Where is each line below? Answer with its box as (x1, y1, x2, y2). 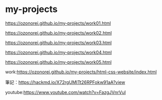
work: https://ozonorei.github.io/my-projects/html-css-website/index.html (5, 69, 157, 75)
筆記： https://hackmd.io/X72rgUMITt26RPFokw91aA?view (5, 79, 125, 85)
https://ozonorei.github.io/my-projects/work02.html (5, 30, 112, 36)
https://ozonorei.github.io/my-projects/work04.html (5, 49, 112, 55)
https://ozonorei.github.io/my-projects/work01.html (5, 20, 111, 26)
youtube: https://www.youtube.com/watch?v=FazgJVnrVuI (5, 89, 126, 95)
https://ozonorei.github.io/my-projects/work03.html (5, 39, 112, 46)
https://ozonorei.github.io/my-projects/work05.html (5, 59, 112, 65)
